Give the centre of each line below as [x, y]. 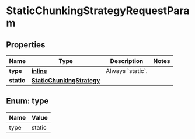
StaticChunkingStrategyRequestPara [98, 11]
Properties [26, 45]
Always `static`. [127, 71]
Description [127, 61]
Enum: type [27, 101]
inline [39, 71]
